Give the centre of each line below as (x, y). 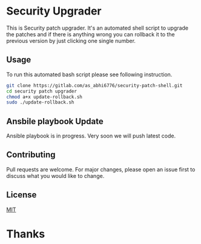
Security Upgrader (54, 11)
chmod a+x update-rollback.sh (44, 97)
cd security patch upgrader (42, 91)
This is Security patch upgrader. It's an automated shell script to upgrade (97, 28)
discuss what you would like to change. (55, 176)
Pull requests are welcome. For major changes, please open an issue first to (101, 169)
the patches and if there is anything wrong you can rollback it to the (91, 34)
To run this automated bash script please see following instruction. (89, 74)
